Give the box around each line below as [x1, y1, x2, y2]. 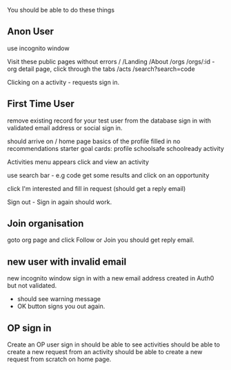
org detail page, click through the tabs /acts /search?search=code [7, 65, 195, 73]
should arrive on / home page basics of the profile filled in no [7, 137, 181, 145]
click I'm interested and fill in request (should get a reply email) [7, 184, 186, 192]
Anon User [7, 25, 54, 37]
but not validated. [7, 282, 57, 290]
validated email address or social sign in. [7, 123, 123, 132]
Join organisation [7, 218, 84, 229]
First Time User [7, 98, 74, 110]
